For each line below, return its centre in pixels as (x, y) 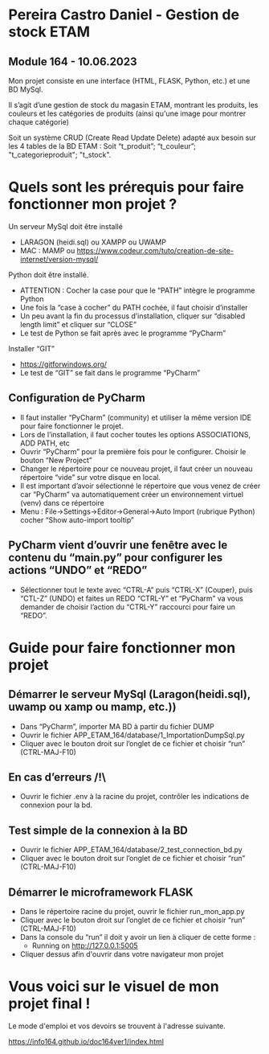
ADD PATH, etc (45, 443)
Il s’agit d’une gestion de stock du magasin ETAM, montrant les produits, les (133, 105)
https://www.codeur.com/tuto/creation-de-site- (155, 250)
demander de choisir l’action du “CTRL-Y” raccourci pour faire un (127, 607)
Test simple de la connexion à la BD (98, 830)
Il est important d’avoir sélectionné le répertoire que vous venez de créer (140, 486)
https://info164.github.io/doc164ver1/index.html (86, 1041)
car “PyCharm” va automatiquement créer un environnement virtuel (131, 494)
